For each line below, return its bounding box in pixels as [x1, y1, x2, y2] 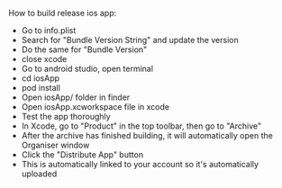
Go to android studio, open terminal [21, 63, 154, 74]
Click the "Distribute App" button [21, 149, 144, 160]
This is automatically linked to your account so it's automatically [21, 159, 259, 169]
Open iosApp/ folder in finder [21, 92, 131, 103]
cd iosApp [21, 73, 60, 84]
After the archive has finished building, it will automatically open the [21, 130, 274, 140]
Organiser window [21, 139, 90, 150]
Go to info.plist [21, 25, 77, 35]
